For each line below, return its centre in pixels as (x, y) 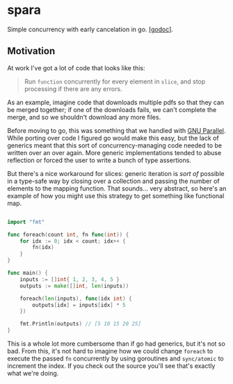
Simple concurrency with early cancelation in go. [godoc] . (90, 29)
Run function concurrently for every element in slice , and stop (115, 81)
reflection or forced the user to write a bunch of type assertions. (99, 160)
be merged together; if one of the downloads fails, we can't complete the (112, 109)
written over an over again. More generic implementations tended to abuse (114, 152)
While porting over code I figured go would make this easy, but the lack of (113, 138)
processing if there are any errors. (73, 88)
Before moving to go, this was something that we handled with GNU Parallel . (116, 130)
